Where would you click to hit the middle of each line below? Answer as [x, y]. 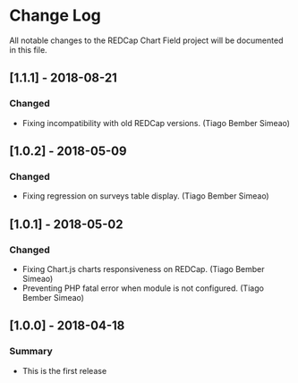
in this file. [28, 49]
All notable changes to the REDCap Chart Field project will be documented [146, 40]
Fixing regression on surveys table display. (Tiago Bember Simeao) [146, 196]
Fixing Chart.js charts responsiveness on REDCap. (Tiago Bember [144, 269]
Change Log [55, 16]
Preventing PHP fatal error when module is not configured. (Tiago [143, 288]
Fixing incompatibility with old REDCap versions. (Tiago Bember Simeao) [156, 123]
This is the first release [64, 370]
